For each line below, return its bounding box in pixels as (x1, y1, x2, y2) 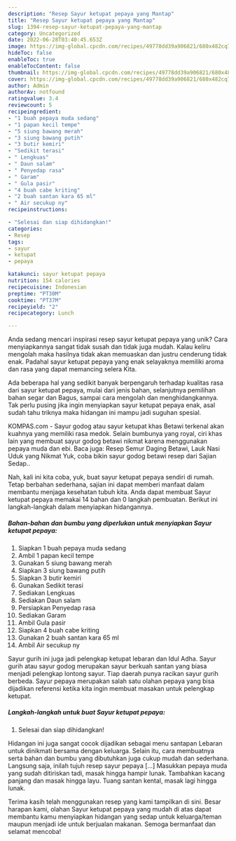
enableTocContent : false (8, 62, 81, 69)
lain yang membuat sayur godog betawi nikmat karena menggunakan (8, 437, 208, 446)
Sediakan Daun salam (18, 596, 81, 604)
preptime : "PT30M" (8, 290, 62, 297)
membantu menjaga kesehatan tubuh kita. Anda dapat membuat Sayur (8, 488, 211, 496)
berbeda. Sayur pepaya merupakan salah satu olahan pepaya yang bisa (8, 677, 215, 685)
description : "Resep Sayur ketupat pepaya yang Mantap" (8, 10, 174, 18)
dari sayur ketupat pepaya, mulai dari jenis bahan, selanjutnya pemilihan (8, 386, 216, 395)
